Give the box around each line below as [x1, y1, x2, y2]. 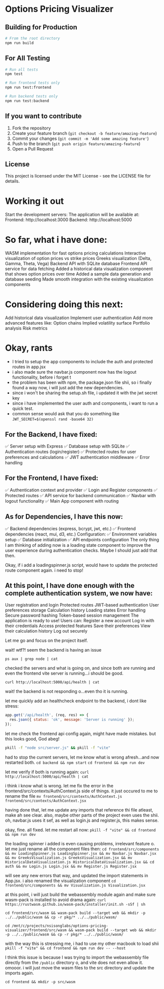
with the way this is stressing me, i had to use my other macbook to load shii [5, 940, 159, 946]
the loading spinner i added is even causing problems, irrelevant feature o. [5, 840, 155, 846]
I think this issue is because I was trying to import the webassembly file [5, 954, 149, 960]
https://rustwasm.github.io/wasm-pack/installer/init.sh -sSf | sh [5, 902, 146, 907]
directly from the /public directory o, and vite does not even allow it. [5, 960, 143, 965]
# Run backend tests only [5, 94, 58, 99]
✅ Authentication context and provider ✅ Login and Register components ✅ [5, 487, 158, 493]
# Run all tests [5, 67, 38, 72]
